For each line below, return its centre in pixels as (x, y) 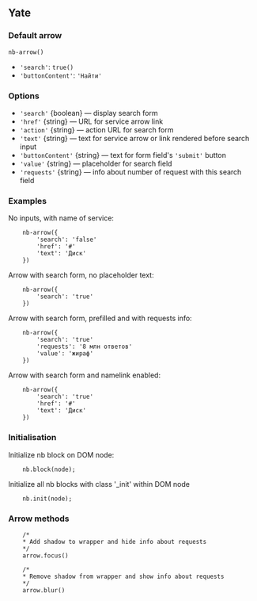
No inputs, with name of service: (61, 218)
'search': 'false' (67, 240)
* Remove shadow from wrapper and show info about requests (123, 576)
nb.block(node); (49, 469)
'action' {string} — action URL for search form (96, 129)
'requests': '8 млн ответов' (85, 347)
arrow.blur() (44, 590)
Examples (28, 201)
